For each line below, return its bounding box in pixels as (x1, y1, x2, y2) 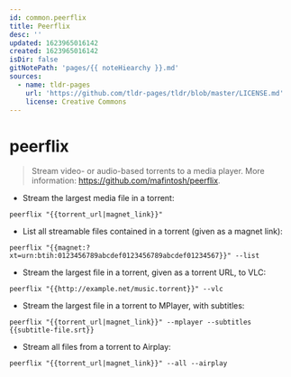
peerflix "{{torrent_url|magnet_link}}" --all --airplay (9, 359, 228, 368)
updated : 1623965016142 (9, 38, 99, 48)
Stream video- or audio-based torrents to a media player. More (31, 166, 266, 177)
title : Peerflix (9, 22, 70, 31)
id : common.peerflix (9, 13, 87, 23)
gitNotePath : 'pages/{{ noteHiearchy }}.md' (9, 64, 179, 73)
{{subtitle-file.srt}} (9, 326, 95, 335)
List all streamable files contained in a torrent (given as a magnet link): (22, 226, 284, 237)
